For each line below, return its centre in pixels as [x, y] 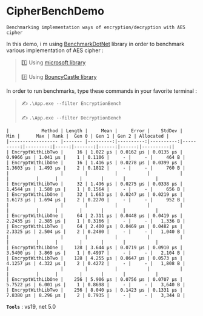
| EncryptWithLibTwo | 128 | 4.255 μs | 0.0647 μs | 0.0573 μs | [95, 258]
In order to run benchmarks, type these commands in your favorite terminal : [101, 91]
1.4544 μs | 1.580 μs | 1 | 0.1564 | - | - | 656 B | [96, 189]
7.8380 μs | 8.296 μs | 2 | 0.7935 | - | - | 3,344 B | [96, 295]
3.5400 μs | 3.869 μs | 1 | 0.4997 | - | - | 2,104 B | [96, 253]
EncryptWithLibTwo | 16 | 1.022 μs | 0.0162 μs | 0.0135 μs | [97, 152]
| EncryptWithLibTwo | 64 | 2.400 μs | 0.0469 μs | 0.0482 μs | [95, 226]
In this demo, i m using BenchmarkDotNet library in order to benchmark [95, 44]
